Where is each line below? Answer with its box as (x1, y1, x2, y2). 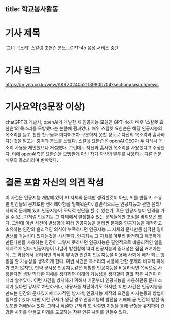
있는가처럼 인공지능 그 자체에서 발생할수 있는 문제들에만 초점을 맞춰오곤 (16, 214, 157, 220)
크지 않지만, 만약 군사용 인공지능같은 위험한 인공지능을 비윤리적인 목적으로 (10, 265, 157, 271)
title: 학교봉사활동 (5, 5, 59, 14)
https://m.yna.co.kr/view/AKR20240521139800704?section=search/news (5, 82, 159, 88)
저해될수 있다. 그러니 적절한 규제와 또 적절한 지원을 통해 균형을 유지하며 (18, 303, 160, 309)
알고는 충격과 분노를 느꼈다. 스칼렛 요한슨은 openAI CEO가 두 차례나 (22, 138, 158, 144)
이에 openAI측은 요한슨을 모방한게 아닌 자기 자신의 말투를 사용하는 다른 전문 (12, 151, 162, 157)
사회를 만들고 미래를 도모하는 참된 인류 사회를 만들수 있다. (14, 309, 128, 315)
